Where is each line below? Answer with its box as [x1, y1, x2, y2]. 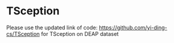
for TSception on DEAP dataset [41, 30, 119, 37]
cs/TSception [6, 30, 40, 37]
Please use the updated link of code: [6, 24, 98, 31]
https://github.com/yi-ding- [99, 24, 168, 31]
